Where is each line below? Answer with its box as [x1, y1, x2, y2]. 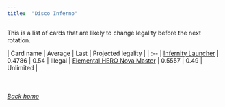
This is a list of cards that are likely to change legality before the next [7, 29, 202, 37]
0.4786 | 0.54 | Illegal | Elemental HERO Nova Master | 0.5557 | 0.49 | [7, 56, 203, 65]
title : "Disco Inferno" [7, 10, 78, 17]
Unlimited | [7, 63, 38, 72]
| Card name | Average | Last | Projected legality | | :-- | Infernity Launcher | [7, 49, 219, 57]
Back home [7, 93, 40, 101]
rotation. [7, 35, 31, 44]
